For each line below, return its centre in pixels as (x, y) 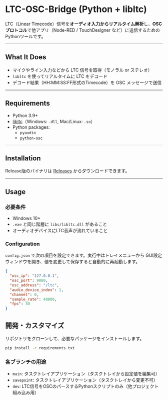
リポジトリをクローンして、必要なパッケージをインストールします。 (75, 339)
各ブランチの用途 (26, 362)
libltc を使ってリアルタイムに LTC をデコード (60, 76)
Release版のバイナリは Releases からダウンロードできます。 (67, 171)
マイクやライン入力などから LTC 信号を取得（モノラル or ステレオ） (82, 70)
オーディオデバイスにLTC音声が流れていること (60, 231)
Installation (23, 158)
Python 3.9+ (25, 115)
